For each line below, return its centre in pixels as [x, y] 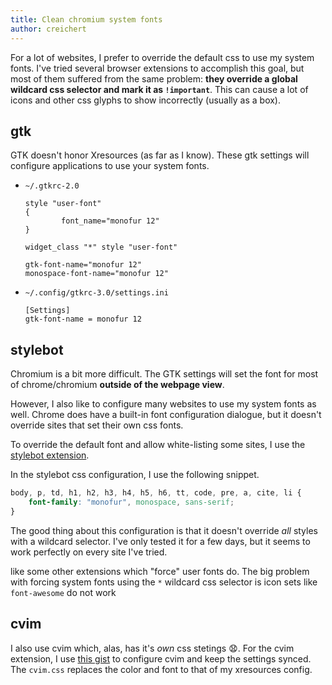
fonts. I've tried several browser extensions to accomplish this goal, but [157, 68]
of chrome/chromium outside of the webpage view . [117, 385]
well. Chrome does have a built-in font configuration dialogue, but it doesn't [166, 415]
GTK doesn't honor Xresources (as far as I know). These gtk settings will [160, 155]
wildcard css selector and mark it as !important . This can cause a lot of [159, 89]
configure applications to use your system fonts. [110, 166]
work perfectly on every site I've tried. [89, 552]
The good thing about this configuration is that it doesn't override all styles [164, 530]
